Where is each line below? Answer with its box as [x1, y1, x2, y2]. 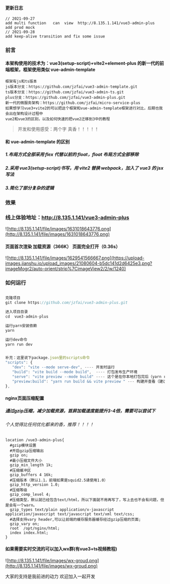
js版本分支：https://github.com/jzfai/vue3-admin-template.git [5, 84, 138, 90]
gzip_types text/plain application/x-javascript [10, 507, 114, 512]
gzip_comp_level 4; [10, 492, 51, 497]
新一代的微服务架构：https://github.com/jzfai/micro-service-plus [5, 100, 141, 106]
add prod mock [5, 25, 35, 30]
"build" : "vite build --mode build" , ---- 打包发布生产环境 [12, 370, 138, 375]
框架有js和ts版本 [5, 79, 37, 84]
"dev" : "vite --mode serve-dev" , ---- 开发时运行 [12, 365, 115, 370]
